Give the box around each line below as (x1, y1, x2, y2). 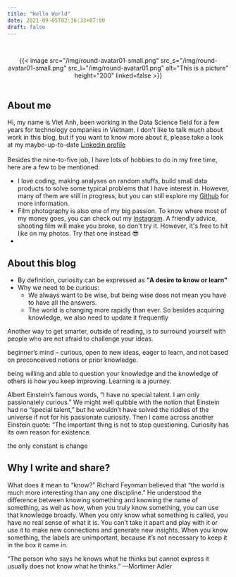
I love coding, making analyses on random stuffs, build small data (17, 177, 208, 186)
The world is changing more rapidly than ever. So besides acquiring (27, 306, 225, 314)
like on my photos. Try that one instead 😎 (17, 229, 139, 238)
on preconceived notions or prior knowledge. (7, 356, 139, 364)
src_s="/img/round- (160, 56, 218, 65)
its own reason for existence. (7, 428, 92, 436)
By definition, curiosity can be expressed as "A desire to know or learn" (17, 276, 228, 284)
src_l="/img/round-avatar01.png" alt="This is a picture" (68, 64, 229, 73)
